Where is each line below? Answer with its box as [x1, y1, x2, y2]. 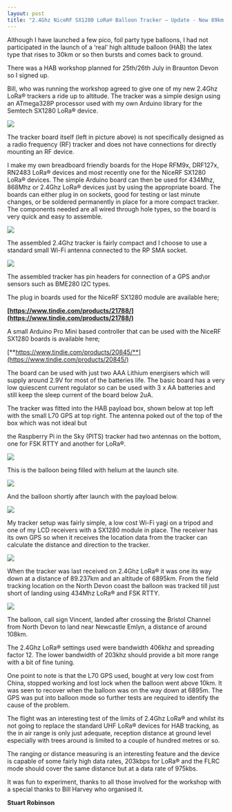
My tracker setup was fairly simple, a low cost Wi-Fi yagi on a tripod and [7, 518, 213, 527]
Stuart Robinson [7, 798, 55, 806]
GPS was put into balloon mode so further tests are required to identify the [7, 693, 220, 701]
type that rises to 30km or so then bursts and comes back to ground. [7, 50, 204, 59]
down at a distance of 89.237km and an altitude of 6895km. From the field [7, 574, 219, 583]
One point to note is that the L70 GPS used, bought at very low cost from [7, 671, 214, 679]
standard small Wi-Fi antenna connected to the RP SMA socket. [7, 246, 188, 254]
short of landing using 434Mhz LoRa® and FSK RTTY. [7, 589, 160, 597]
